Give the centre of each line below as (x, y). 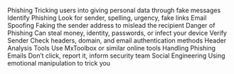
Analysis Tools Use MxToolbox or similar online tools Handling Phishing (111, 48)
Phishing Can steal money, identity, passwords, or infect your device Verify (117, 33)
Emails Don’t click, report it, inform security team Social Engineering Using (116, 55)
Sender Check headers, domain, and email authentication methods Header (117, 41)
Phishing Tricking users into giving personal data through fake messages (114, 10)
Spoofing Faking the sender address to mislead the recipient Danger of (111, 25)
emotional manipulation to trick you (59, 63)
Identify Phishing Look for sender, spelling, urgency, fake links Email (107, 18)
